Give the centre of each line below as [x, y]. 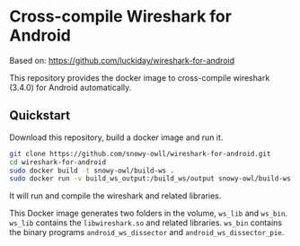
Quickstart [40, 115]
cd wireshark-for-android [57, 162]
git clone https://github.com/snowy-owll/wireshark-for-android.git [140, 154]
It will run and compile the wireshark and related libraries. [115, 196]
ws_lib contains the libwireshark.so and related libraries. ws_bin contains [146, 223]
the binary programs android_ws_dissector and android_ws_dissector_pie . [147, 233]
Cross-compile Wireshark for [120, 17]
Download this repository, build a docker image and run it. [116, 137]
